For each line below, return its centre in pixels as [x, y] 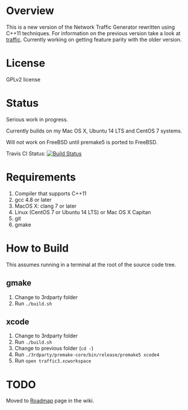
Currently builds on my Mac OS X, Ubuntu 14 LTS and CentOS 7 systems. [94, 131]
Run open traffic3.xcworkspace [53, 361]
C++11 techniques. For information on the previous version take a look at [93, 33]
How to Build [37, 248]
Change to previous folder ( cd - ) [54, 348]
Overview [30, 11]
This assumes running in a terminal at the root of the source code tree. [91, 265]
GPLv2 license [23, 79]
